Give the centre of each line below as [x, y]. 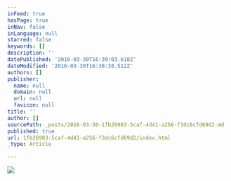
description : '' [31, 53]
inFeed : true [26, 14]
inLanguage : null [33, 33]
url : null [28, 99]
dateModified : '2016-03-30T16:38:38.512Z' [70, 66]
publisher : [23, 79]
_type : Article [29, 145]
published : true [31, 131]
